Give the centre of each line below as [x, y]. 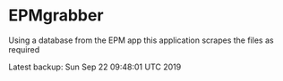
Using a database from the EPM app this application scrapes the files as [141, 40]
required [24, 49]
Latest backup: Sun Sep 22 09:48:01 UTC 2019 [95, 67]
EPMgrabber [56, 16]
